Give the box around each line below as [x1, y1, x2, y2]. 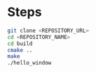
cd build [7, 40, 33, 47]
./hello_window [7, 60, 52, 67]
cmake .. [7, 47, 33, 54]
